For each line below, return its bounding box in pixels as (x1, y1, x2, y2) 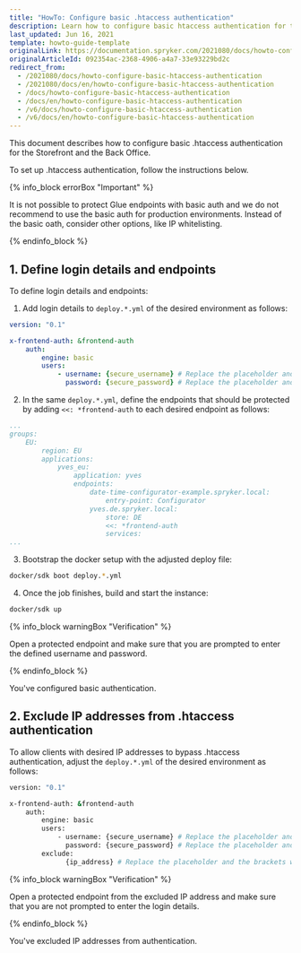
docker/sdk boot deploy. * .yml (9, 571, 123, 581)
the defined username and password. (9, 647, 148, 659)
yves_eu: (56, 463, 90, 472)
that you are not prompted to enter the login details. (9, 900, 200, 911)
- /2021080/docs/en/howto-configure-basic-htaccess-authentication (17, 80, 275, 89)
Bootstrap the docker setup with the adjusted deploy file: (21, 554, 233, 565)
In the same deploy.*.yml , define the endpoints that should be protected (21, 394, 290, 405)
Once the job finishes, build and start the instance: (21, 588, 209, 599)
